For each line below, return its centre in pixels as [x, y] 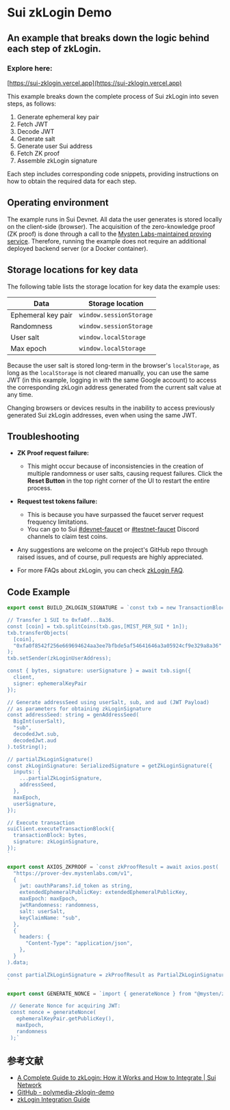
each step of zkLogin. [54, 48]
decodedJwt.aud [35, 740]
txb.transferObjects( [38, 633]
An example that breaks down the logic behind [108, 38]
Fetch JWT [33, 124]
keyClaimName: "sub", [50, 918]
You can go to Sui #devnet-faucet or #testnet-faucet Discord [113, 529]
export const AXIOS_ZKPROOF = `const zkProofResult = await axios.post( [113, 867]
